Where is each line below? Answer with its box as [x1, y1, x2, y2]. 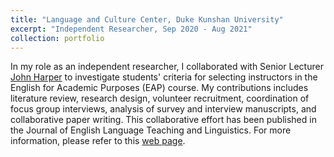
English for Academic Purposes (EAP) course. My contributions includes [10, 82, 309, 94]
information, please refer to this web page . [10, 135, 186, 147]
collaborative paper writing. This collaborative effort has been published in [10, 114, 317, 126]
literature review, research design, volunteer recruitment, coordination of [10, 92, 310, 105]
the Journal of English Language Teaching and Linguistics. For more [10, 124, 292, 136]
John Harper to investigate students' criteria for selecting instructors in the [10, 71, 318, 83]
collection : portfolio [10, 33, 105, 43]
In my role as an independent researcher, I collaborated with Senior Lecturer [10, 61, 324, 73]
